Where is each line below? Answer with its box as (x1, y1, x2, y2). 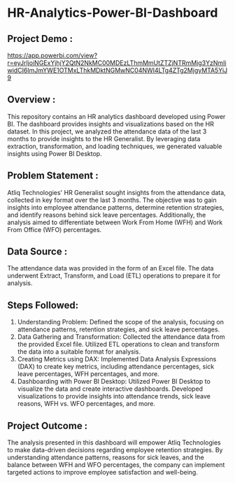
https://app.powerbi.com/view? (7, 51, 98, 59)
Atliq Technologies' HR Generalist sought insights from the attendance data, (7, 188, 226, 196)
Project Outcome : (7, 419, 88, 431)
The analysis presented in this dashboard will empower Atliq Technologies (7, 438, 222, 447)
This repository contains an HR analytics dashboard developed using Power (7, 112, 226, 120)
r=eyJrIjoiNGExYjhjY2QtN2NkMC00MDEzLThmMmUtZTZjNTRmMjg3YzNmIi (7, 59, 227, 67)
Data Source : (7, 246, 68, 258)
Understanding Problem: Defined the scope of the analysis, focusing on (17, 318, 224, 326)
